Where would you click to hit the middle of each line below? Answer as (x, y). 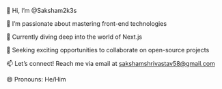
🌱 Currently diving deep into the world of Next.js (74, 37)
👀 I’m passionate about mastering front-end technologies (87, 23)
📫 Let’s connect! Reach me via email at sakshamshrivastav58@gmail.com (111, 64)
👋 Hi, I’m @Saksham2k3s (42, 11)
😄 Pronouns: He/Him (36, 79)
